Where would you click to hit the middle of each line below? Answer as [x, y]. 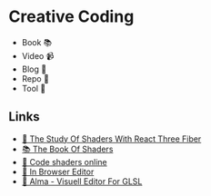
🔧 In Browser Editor [58, 171]
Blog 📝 [34, 69]
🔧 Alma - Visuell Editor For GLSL [82, 181]
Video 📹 [38, 55]
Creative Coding [71, 17]
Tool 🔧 [34, 88]
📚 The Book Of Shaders [67, 149]
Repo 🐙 [35, 78]
